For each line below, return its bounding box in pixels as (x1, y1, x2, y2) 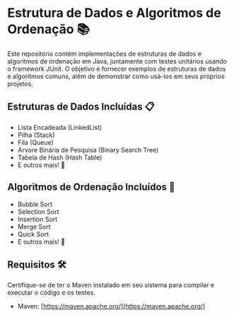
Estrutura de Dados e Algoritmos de (7, 5, 221, 21)
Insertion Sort (17, 215, 58, 223)
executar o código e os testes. (7, 288, 95, 297)
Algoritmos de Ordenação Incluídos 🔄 (7, 181, 175, 193)
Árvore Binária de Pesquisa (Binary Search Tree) (17, 145, 159, 154)
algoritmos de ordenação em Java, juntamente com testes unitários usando (7, 56, 228, 65)
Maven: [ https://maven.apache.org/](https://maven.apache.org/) (17, 302, 206, 311)
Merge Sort (17, 222, 51, 231)
